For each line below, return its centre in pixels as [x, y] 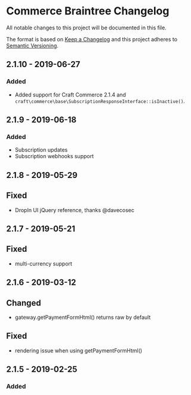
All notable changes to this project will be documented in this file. [87, 28]
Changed [24, 303]
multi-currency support [44, 263]
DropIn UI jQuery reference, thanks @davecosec [75, 210]
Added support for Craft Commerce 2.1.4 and [70, 95]
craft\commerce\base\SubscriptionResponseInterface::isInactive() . [100, 101]
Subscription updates [41, 150]
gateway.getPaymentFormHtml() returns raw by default [83, 317]
